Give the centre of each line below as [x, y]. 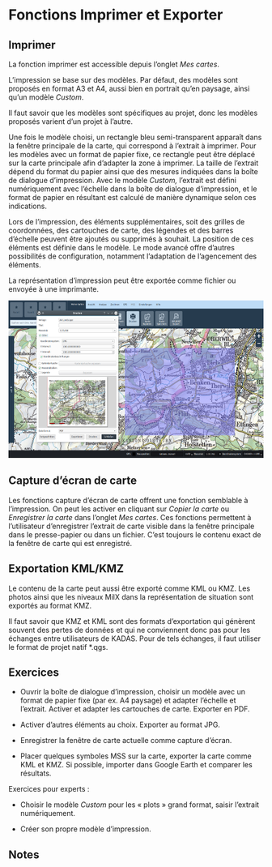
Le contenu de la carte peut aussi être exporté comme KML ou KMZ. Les [130, 588]
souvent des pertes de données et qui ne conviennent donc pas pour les [130, 630]
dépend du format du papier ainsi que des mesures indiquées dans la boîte [134, 171]
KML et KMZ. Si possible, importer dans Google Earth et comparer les [136, 765]
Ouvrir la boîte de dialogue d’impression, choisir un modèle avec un [132, 692]
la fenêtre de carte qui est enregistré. [70, 543]
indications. [28, 206]
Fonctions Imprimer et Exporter [116, 15]
